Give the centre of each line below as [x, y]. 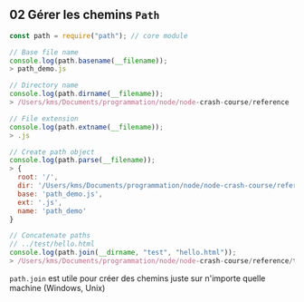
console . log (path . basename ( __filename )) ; [89, 61]
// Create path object [52, 152]
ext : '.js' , [40, 202]
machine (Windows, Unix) [57, 287]
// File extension [44, 118]
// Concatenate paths [50, 236]
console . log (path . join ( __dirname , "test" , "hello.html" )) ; [123, 253]
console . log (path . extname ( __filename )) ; [87, 127]
